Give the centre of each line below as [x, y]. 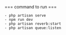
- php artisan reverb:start [33, 24]
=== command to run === [31, 7]
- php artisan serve [25, 16]
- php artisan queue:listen [33, 28]
